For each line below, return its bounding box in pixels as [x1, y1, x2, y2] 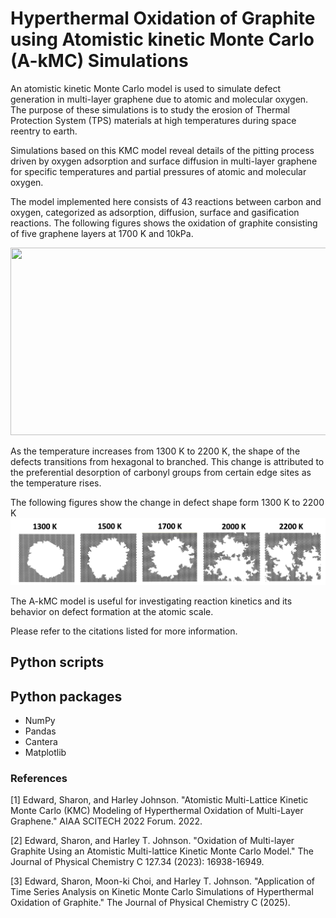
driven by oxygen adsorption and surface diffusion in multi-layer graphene [10, 155, 318, 167]
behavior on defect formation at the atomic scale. [10, 605, 214, 617]
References [10, 771, 68, 785]
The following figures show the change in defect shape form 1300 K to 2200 [10, 496, 325, 508]
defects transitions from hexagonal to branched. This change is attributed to [10, 455, 325, 467]
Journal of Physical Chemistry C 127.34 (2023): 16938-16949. [10, 856, 265, 868]
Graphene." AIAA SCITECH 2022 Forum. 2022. [10, 815, 203, 827]
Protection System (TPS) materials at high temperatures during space [10, 114, 297, 126]
